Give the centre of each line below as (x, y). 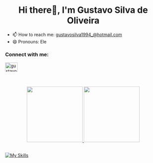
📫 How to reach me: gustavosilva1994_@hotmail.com (67, 35)
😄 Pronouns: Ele (29, 41)
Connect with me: (27, 54)
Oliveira (83, 20)
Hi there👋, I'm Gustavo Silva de (83, 10)
